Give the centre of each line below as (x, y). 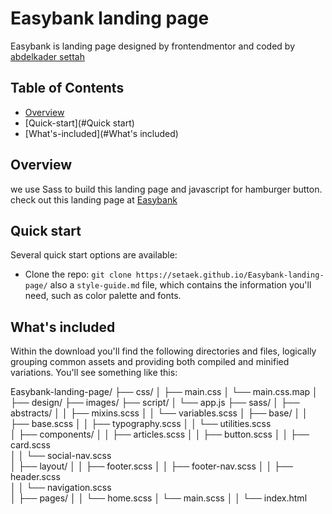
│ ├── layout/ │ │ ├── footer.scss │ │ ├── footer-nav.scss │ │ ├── (151, 466)
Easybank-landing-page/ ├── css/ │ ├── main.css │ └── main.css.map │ (164, 392)
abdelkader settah (47, 56)
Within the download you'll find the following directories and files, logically (163, 351)
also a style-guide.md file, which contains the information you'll (180, 285)
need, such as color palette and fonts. (103, 296)
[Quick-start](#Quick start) (79, 123)
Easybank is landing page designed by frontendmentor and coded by (152, 46)
